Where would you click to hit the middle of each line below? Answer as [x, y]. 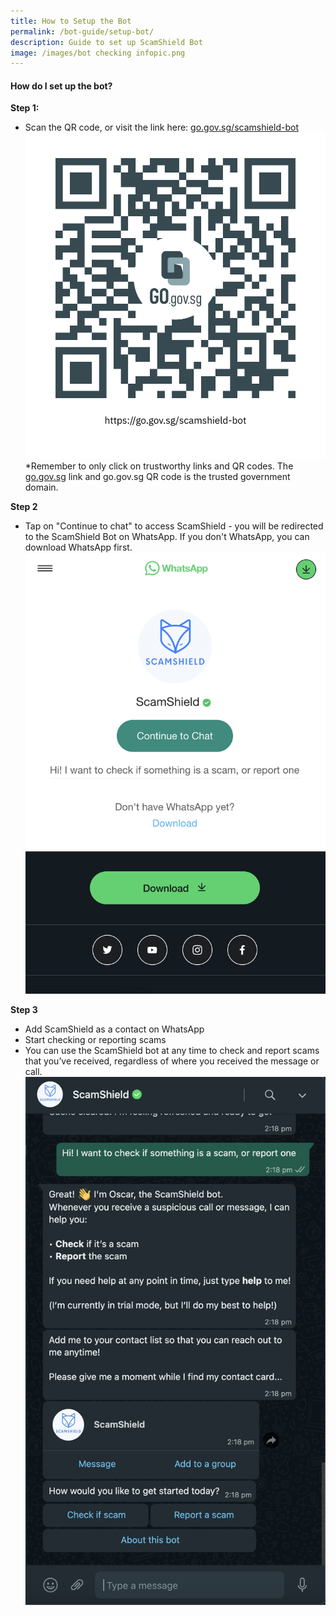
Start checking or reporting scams [95, 1039]
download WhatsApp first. [78, 547]
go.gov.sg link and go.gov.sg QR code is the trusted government [157, 477]
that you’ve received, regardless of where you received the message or [172, 1061]
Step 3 [24, 1009]
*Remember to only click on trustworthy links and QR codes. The [159, 466]
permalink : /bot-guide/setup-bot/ [82, 31]
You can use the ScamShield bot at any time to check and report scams [172, 1050]
